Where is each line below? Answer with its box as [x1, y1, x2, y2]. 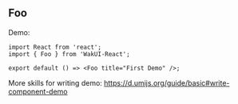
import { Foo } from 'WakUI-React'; [8, 50, 130, 58]
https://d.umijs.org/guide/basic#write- [103, 78, 230, 87]
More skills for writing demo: [8, 78, 102, 87]
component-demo [8, 86, 68, 96]
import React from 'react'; [8, 43, 102, 51]
